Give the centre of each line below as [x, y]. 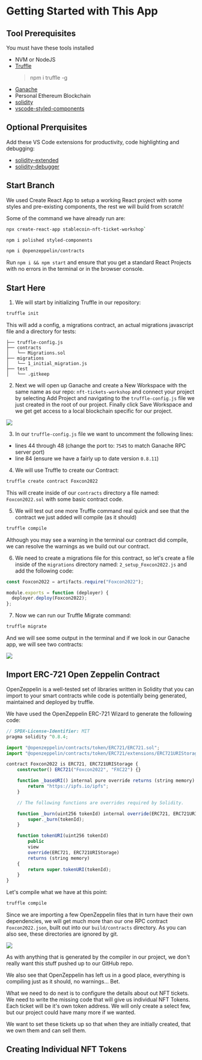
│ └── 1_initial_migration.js [47, 363]
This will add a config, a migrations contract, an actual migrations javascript [100, 325]
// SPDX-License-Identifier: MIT [48, 731]
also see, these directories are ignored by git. [62, 934]
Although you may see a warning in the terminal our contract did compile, [97, 540]
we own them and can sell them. [46, 1030]
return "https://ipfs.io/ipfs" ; [69, 786]
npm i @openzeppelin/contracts [45, 251]
